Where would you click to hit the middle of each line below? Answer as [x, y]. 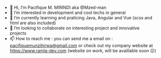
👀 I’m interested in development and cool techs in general [68, 13]
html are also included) [33, 23]
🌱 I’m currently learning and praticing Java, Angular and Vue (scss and [81, 18]
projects [18, 33]
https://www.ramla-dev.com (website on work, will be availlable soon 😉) [83, 51]
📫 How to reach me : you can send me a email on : [61, 38]
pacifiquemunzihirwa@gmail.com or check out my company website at [81, 45]
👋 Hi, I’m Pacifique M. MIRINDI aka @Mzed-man [58, 7]
